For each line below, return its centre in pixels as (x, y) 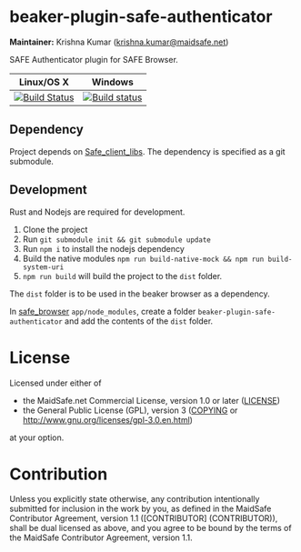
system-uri (43, 267)
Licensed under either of (55, 383)
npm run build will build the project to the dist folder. (122, 276)
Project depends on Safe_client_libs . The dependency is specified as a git (147, 151)
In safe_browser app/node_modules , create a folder (103, 311)
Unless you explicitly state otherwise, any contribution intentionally (135, 499)
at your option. (37, 437)
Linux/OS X (44, 82)
